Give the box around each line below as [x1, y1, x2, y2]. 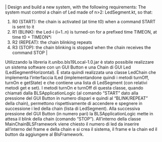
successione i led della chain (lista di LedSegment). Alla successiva [5, 106, 140, 111]
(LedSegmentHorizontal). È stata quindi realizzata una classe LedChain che [5, 70, 156, 75]
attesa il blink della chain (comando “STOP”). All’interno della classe [5, 116, 141, 122]
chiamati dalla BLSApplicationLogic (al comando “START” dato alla [5, 90, 139, 96]
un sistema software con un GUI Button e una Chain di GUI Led [5, 64, 131, 70]
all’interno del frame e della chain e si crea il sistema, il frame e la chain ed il [5, 126, 157, 132]
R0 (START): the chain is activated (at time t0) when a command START [12, 19, 156, 24]
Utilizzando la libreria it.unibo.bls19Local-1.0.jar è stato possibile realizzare [5, 59, 154, 65]
